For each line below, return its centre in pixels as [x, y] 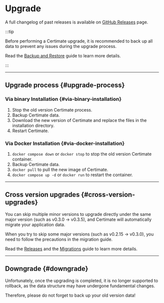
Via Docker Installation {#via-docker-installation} [65, 143]
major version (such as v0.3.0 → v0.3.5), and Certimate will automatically [78, 219]
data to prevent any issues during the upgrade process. [61, 46]
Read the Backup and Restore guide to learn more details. [63, 56]
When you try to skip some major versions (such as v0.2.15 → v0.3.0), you [79, 234]
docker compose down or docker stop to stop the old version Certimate [82, 154]
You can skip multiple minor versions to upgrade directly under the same [78, 214]
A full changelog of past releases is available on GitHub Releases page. [77, 22]
